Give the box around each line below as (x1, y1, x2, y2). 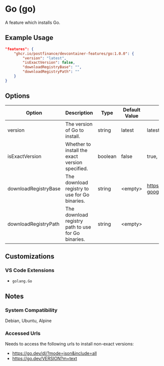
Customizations (5, 252, 55, 260)
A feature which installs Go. (5, 19, 61, 25)
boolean (97, 153, 117, 159)
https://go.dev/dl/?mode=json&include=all (12, 350, 97, 356)
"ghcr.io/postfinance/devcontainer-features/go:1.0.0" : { (14, 51, 134, 56)
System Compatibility (5, 307, 58, 313)
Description (65, 109, 93, 116)
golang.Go (12, 279, 33, 284)
